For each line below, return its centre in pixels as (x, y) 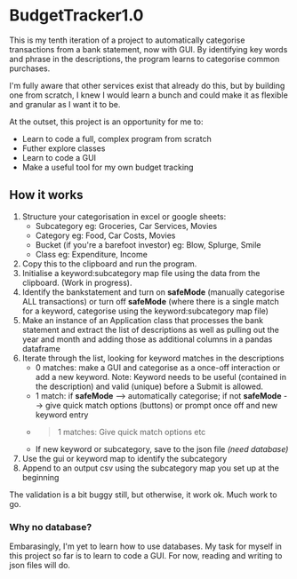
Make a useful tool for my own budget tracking (108, 167)
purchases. (30, 68)
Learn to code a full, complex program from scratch (116, 139)
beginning (40, 477)
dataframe (41, 348)
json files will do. (40, 566)
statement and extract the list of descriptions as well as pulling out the (151, 329)
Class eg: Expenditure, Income (92, 254)
